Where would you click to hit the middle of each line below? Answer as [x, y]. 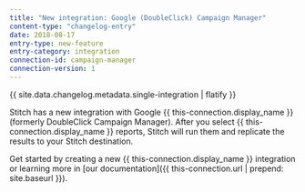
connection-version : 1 [52, 69]
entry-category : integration [65, 52]
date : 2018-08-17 [42, 35]
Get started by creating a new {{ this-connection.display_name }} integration [152, 158]
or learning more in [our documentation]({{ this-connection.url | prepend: [147, 168]
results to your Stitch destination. [71, 141]
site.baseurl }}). [39, 177]
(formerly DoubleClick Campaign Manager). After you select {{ [127, 121]
